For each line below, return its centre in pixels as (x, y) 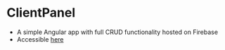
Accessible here (40, 39)
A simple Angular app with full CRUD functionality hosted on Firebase (117, 32)
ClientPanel (41, 13)
